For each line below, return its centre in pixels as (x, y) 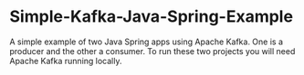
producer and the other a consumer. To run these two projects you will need (152, 51)
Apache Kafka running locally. (66, 61)
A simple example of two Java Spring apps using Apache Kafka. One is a (147, 42)
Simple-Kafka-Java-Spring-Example (152, 17)
